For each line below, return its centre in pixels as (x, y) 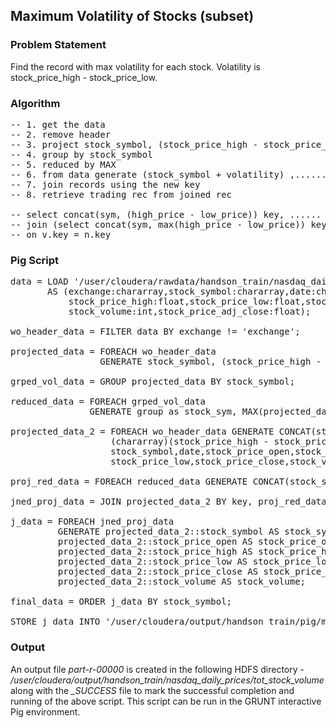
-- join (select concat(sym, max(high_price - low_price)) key (168, 224)
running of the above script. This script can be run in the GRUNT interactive (166, 701)
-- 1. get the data (58, 124)
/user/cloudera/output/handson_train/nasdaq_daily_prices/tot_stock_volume (167, 680)
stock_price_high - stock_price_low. (84, 77)
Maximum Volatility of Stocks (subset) (132, 16)
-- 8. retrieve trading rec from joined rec (121, 194)
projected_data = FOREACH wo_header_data (113, 352)
